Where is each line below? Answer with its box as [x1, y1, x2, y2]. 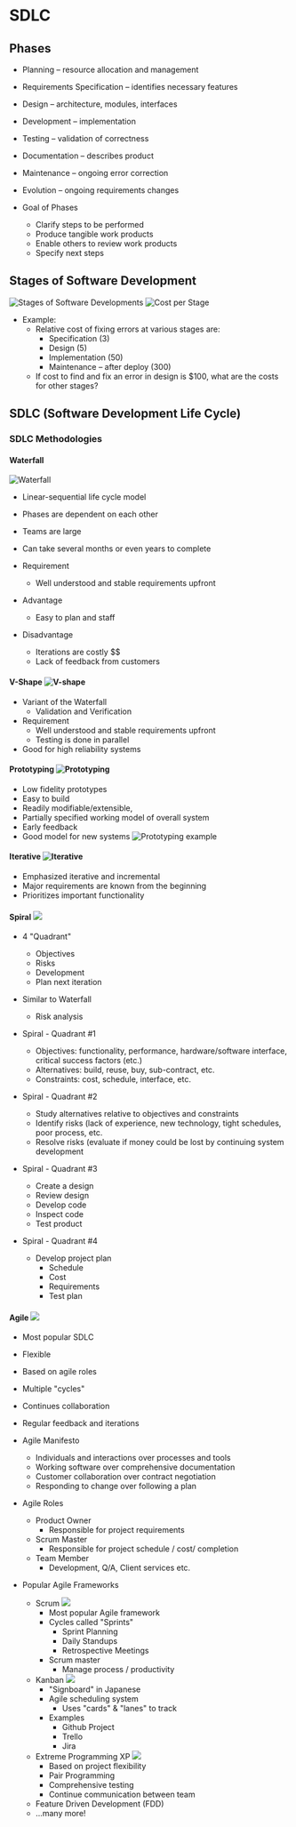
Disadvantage [21, 629, 74, 640]
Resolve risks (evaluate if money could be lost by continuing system [35, 1137, 284, 1148]
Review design [35, 1190, 90, 1201]
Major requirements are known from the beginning [21, 880, 207, 891]
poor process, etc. [35, 1127, 103, 1138]
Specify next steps [35, 248, 105, 258]
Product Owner [35, 1515, 92, 1526]
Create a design [35, 1181, 94, 1191]
